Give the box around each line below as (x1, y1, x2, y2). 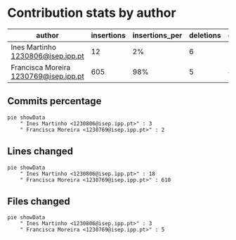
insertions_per (132, 30, 183, 40)
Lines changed (7, 146, 74, 158)
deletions (189, 30, 221, 40)
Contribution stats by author (7, 5, 177, 21)
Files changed (7, 195, 70, 207)
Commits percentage (7, 95, 102, 107)
